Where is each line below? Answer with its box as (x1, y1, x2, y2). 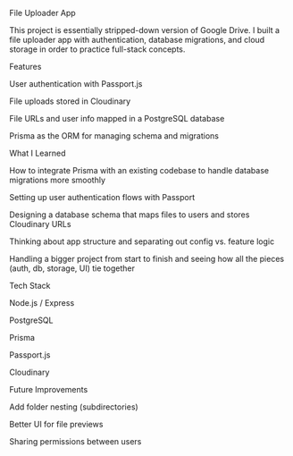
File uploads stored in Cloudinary (9, 96, 131, 106)
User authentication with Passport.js (9, 79, 143, 89)
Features (9, 62, 42, 72)
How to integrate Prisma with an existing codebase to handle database (9, 165, 270, 175)
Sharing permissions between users (9, 436, 142, 446)
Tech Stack (9, 281, 51, 291)
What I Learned (9, 148, 66, 158)
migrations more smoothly (9, 174, 105, 185)
